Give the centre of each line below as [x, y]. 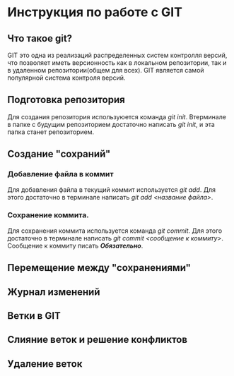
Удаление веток [45, 364]
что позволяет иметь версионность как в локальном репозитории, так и [117, 63]
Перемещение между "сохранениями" [99, 268]
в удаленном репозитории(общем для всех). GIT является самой [106, 70]
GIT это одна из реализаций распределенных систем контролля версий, [117, 55]
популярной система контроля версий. [66, 78]
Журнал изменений [54, 292]
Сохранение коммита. [48, 215]
